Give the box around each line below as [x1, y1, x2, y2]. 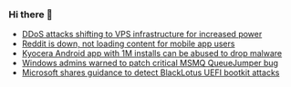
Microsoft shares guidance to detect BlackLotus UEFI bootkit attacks [21, 67, 280, 78]
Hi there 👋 [8, 8, 54, 21]
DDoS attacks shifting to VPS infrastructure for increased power [21, 29, 263, 40]
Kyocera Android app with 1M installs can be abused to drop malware [21, 48, 283, 59]
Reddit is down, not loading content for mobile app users [21, 38, 235, 49]
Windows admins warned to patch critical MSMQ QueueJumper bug [21, 58, 279, 69]
